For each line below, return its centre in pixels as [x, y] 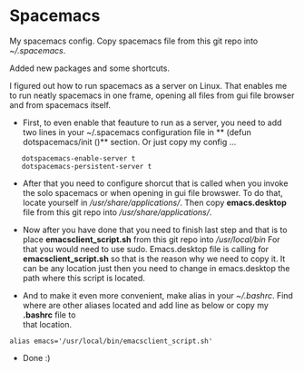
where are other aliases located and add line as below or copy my [146, 305]
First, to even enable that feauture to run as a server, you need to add [152, 122]
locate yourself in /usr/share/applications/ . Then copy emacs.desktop [155, 202]
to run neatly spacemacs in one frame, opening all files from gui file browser [152, 95]
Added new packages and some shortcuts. [90, 68]
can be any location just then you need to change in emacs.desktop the [156, 268]
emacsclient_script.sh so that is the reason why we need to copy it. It [154, 259]
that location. [47, 324]
